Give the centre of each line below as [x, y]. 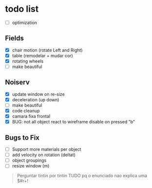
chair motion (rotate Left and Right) [47, 50]
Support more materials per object [47, 149]
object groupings [29, 161]
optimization [25, 23]
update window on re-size [38, 94]
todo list [22, 9]
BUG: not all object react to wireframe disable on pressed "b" [74, 122]
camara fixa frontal [31, 117]
